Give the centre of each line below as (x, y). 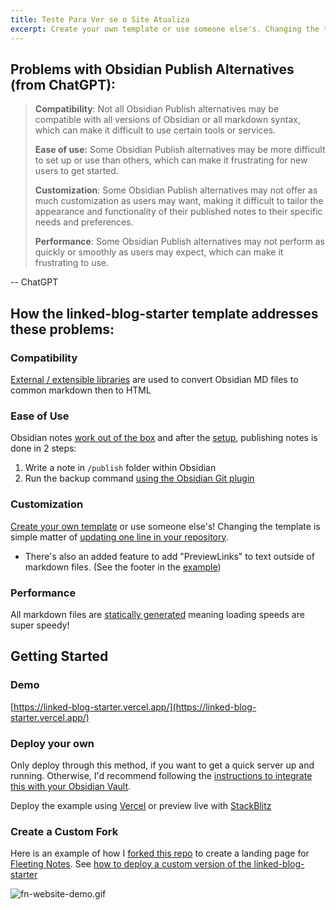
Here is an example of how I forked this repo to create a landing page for (160, 853)
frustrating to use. (72, 263)
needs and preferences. (84, 222)
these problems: (62, 329)
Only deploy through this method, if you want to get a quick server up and (162, 765)
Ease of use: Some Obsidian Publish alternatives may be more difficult (180, 150)
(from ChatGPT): (63, 84)
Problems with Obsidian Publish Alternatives (152, 69)
